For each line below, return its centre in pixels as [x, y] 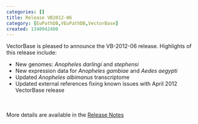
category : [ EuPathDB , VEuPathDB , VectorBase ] [62, 23]
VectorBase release [40, 90]
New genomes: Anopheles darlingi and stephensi [77, 64]
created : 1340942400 [33, 29]
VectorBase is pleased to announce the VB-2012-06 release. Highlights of [99, 46]
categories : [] [26, 12]
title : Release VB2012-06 [39, 18]
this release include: [31, 53]
